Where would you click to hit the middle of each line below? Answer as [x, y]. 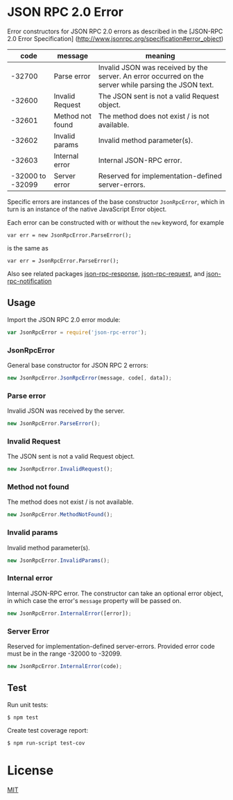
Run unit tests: [28, 704]
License [31, 770]
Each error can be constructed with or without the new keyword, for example [115, 222]
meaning [160, 56]
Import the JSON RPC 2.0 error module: [64, 319]
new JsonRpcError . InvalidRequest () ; [60, 469]
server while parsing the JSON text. [156, 85]
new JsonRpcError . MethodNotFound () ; [60, 515]
